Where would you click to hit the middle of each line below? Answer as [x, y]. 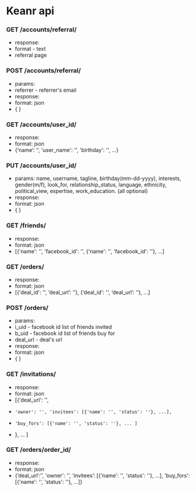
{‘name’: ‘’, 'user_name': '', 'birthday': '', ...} [67, 150]
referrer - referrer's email [45, 90]
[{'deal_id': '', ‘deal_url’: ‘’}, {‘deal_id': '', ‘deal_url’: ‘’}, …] [82, 292]
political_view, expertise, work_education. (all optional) [81, 191]
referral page [31, 55]
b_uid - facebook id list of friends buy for [65, 333]
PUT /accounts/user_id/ [42, 165]
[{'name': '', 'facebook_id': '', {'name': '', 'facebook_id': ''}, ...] [89, 251]
